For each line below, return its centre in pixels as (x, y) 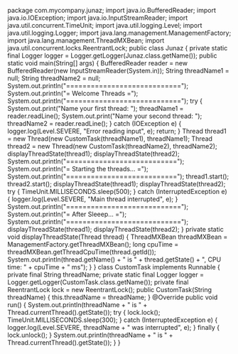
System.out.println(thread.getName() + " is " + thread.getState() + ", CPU (114, 259)
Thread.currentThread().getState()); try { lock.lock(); (84, 312)
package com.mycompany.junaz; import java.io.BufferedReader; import (112, 10)
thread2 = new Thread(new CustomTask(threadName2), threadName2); (113, 146)
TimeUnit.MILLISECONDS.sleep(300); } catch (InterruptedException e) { (113, 320)
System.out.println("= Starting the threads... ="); (78, 169)
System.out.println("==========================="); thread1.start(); (118, 176)
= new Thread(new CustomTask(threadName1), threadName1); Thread (110, 139)
